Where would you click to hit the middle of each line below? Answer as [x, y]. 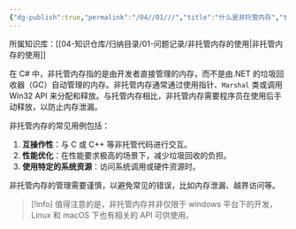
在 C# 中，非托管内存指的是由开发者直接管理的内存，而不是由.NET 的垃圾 [143, 73]
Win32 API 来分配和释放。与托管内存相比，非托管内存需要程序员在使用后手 [145, 95]
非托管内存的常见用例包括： [60, 126]
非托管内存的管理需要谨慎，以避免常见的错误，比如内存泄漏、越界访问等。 [144, 185]
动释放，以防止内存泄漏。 [56, 106]
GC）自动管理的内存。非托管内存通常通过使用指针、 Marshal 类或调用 [157, 84]
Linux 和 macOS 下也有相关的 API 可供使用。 [112, 215]
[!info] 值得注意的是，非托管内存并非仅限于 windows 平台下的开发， [154, 203]
